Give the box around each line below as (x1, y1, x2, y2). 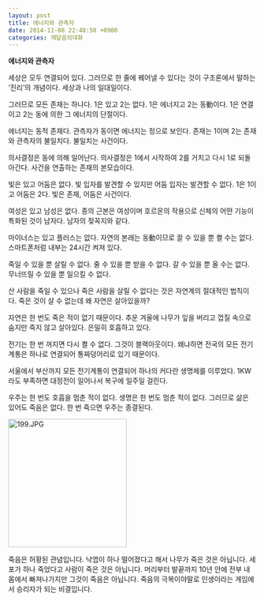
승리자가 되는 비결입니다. (16, 584, 93, 594)
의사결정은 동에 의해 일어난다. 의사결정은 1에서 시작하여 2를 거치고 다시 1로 (8, 153, 236, 163)
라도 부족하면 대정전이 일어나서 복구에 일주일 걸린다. (8, 376, 168, 385)
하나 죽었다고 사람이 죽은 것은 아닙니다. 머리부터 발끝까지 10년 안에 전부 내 (22, 565, 251, 574)
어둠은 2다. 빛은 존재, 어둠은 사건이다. (16, 190, 132, 199)
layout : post (8, 11, 51, 20)
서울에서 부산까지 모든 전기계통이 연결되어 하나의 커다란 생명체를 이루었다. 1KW (8, 366, 252, 376)
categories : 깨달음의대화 (8, 33, 84, 42)
